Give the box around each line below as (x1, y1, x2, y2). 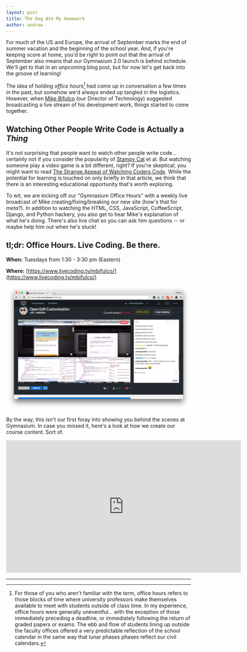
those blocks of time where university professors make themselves (14, 596, 177, 603)
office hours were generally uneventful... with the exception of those (14, 608, 180, 616)
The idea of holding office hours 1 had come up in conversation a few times (6, 81, 187, 89)
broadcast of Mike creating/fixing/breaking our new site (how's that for (6, 198, 178, 205)
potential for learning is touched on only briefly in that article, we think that (6, 174, 187, 181)
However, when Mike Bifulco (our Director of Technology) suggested (6, 95, 172, 102)
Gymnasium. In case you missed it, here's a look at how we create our (6, 423, 175, 430)
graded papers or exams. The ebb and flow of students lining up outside (14, 621, 190, 628)
